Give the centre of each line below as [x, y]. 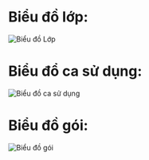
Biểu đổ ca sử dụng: [75, 71]
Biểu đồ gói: [49, 125]
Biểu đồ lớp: [49, 17]
